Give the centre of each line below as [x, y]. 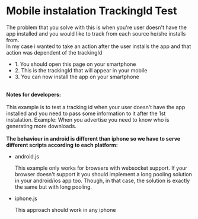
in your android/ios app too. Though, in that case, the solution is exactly [102, 180]
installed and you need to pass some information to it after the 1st [86, 113]
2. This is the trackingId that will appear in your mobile [81, 70]
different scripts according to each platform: [62, 145]
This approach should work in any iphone [65, 210]
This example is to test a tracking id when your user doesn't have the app [96, 107]
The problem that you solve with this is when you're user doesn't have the [96, 27]
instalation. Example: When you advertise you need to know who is [88, 119]
